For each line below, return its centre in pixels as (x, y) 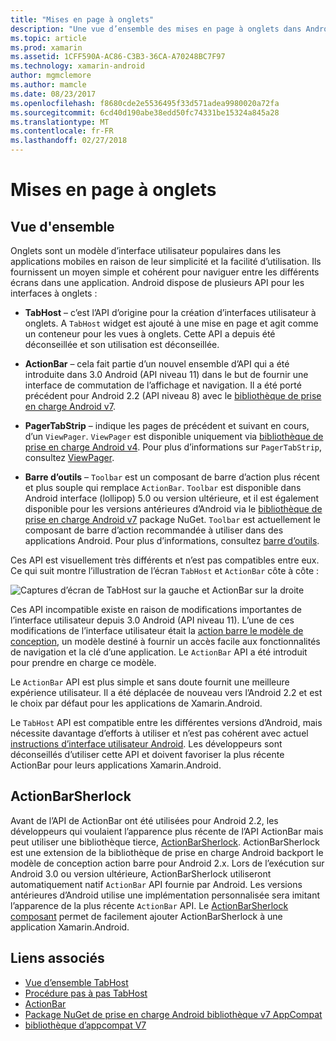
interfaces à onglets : (54, 293)
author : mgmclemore (51, 76)
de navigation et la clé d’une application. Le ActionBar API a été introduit (159, 652)
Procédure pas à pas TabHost (86, 993)
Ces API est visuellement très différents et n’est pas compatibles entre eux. (165, 560)
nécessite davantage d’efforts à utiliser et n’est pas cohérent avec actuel (159, 733)
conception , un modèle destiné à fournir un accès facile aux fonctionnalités (165, 641)
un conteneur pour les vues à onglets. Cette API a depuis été (150, 334)
